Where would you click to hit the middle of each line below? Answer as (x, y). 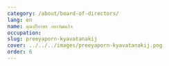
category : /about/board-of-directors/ (63, 13)
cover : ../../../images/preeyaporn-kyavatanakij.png (85, 45)
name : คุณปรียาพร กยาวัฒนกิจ (40, 26)
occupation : (24, 33)
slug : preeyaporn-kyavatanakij (52, 39)
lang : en (20, 20)
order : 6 (20, 52)
